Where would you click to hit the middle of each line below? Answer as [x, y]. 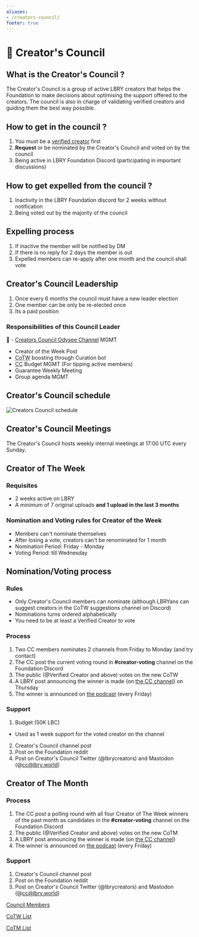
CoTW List [19, 916]
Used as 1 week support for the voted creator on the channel [89, 734]
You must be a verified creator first [58, 141]
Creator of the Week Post [46, 351]
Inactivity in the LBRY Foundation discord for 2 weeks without [91, 200]
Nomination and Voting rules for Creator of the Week [84, 521]
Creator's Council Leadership [62, 284]
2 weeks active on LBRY [45, 498]
